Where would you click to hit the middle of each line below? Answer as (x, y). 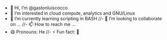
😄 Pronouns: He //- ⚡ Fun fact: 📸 (45, 32)
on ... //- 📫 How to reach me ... (43, 24)
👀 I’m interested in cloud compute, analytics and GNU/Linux (73, 13)
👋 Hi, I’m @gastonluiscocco (39, 8)
